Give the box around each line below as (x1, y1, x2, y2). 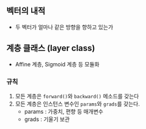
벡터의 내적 (6, 6, 46, 17)
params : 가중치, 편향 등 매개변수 (24, 107, 104, 115)
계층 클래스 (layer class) (6, 43, 95, 53)
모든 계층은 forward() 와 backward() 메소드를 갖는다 (15, 92, 139, 100)
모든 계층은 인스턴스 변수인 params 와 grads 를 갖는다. (15, 100, 141, 107)
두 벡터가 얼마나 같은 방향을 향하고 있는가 (15, 23, 114, 31)
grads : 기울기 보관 (24, 115, 70, 123)
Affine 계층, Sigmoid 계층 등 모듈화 (15, 60, 100, 68)
